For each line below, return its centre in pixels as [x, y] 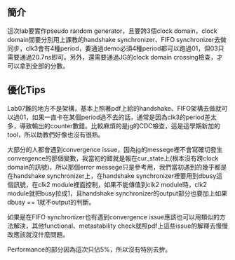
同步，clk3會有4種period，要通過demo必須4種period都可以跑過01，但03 [113, 48]
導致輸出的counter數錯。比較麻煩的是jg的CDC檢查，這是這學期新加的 [120, 125]
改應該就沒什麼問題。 [38, 234]
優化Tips [26, 90]
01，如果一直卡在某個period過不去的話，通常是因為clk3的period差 [115, 117]
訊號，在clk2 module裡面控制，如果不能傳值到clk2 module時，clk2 [110, 184]
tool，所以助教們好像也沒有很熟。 [56, 135]
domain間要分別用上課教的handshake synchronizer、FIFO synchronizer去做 [117, 39]
